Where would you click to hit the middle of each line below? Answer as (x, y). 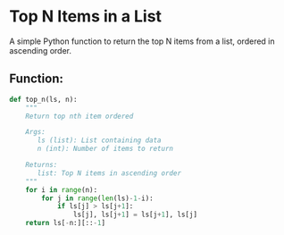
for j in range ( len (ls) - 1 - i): (97, 198)
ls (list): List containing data (100, 140)
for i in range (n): (62, 189)
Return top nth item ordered (79, 116)
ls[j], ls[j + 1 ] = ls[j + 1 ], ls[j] (135, 215)
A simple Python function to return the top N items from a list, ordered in (142, 41)
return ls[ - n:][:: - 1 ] (65, 223)
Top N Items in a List (86, 17)
